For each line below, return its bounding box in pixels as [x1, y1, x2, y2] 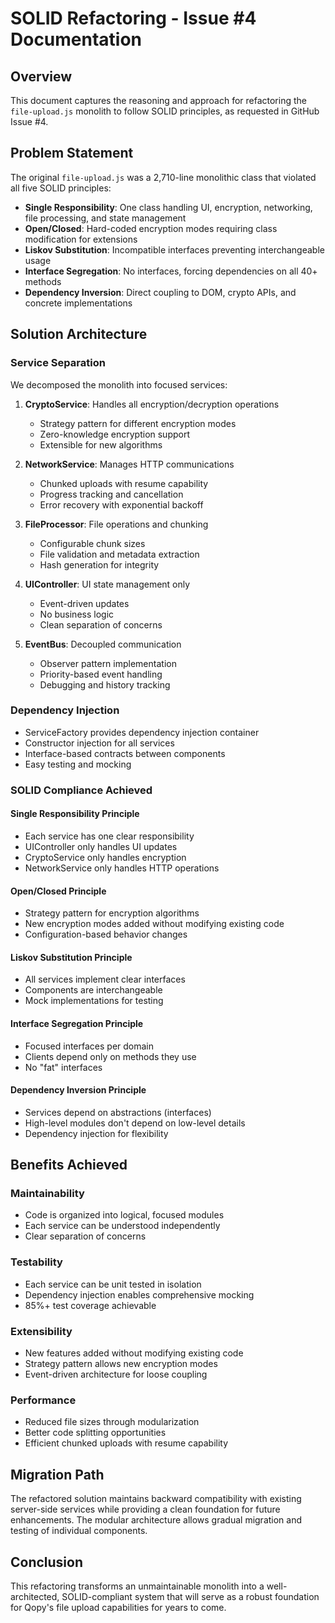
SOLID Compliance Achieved [10, 783, 153, 797]
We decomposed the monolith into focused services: [10, 378, 228, 391]
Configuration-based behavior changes [24, 928, 188, 941]
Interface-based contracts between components [24, 747, 226, 759]
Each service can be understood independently [24, 1220, 221, 1232]
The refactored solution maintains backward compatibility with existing [10, 1493, 302, 1505]
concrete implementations [24, 297, 133, 309]
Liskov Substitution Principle [10, 951, 133, 963]
